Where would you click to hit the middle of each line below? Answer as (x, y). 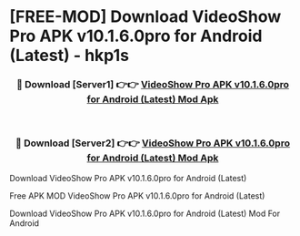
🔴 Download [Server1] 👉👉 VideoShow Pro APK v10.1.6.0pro (153, 85)
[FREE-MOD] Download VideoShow (145, 17)
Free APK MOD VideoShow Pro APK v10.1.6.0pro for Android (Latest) (137, 195)
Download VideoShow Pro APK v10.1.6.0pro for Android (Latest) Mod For (145, 213)
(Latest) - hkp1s (70, 56)
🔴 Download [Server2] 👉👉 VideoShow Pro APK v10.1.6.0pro (153, 143)
